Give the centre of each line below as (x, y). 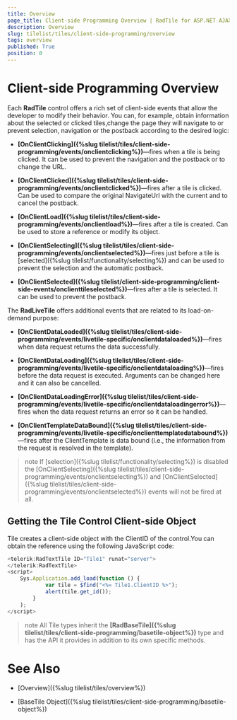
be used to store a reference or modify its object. (89, 231)
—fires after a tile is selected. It (172, 289)
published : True (31, 47)
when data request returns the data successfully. (89, 347)
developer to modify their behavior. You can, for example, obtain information (118, 115)
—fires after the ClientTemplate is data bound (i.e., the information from (121, 440)
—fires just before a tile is (182, 252)
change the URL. (42, 166)
